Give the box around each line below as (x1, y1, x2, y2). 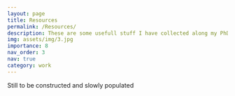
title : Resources (7, 17, 58, 24)
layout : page (7, 10, 45, 17)
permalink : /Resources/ (7, 23, 77, 30)
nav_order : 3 (7, 49, 45, 56)
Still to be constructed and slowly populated (7, 81, 134, 89)
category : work (7, 62, 52, 69)
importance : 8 (7, 42, 49, 49)
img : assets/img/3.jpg (7, 36, 73, 43)
